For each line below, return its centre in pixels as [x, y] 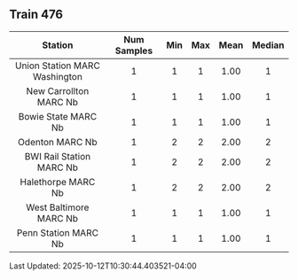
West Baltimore [58, 207]
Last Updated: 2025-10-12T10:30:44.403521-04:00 [103, 266]
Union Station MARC [57, 66]
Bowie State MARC [58, 116]
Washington [57, 76]
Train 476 [36, 15]
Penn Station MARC [58, 232]
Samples [134, 51]
